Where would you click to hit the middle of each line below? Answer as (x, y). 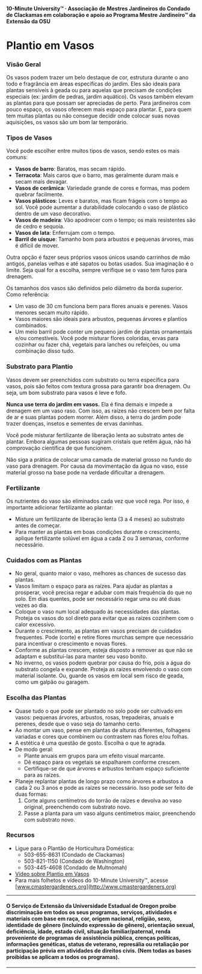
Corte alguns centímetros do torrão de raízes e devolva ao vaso (103, 800)
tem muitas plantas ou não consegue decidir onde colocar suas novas (93, 116)
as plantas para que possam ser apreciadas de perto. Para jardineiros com (98, 103)
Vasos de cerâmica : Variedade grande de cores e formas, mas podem (102, 188)
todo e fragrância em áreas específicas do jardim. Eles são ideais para (93, 84)
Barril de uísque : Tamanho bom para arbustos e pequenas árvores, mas (104, 239)
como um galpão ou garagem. (52, 682)
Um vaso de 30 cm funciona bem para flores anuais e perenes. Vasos (101, 306)
